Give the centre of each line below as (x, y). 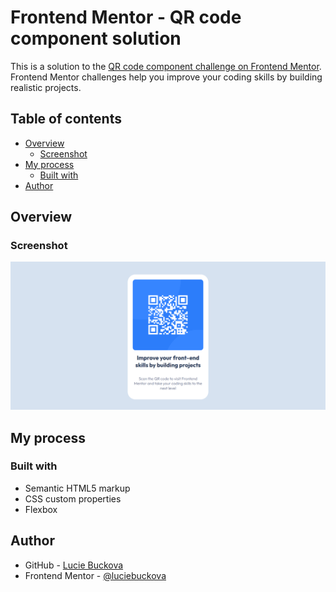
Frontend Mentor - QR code (126, 17)
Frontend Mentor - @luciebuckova (95, 575)
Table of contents (66, 119)
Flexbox (41, 509)
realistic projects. (46, 87)
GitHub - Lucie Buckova (74, 565)
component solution (96, 38)
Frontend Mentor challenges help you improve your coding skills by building (166, 77)
